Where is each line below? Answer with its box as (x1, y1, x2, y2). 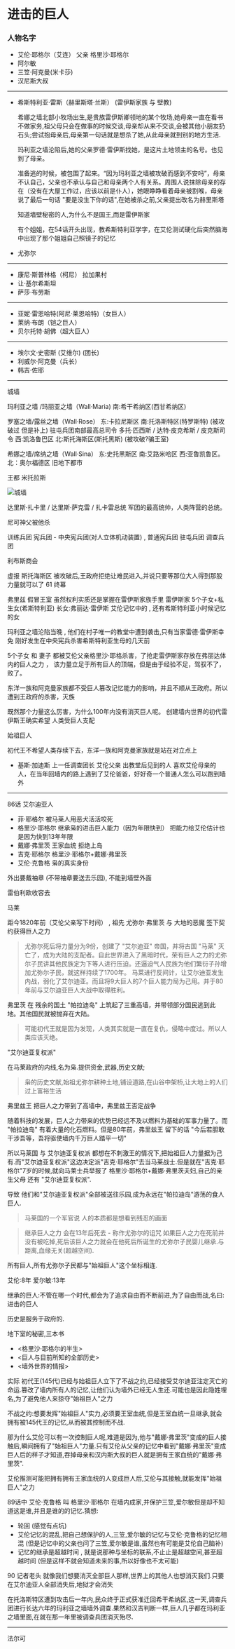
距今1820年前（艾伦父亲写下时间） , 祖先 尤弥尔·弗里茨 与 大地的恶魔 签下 (7, 918, 219, 927)
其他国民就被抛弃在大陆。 (19, 1009, 93, 1018)
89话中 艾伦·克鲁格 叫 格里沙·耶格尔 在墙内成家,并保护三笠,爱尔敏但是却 (7, 1498, 213, 1507)
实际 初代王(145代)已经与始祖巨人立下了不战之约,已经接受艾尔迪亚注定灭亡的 (7, 1377, 228, 1385)
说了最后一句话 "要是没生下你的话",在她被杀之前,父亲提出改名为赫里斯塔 (17, 196, 225, 204)
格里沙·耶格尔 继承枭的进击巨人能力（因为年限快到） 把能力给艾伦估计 (17, 823, 219, 832)
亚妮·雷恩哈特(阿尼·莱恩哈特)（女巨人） (17, 309, 131, 318)
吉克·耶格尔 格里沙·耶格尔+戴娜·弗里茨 (17, 850, 127, 859)
